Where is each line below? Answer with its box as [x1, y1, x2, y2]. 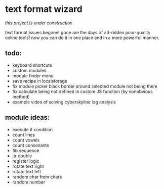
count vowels [12, 137, 40, 143]
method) [12, 94, 30, 99]
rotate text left [12, 168, 41, 174]
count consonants [12, 142, 49, 148]
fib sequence [12, 147, 40, 153]
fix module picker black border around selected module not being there [12, 83, 158, 89]
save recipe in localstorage [12, 78, 68, 84]
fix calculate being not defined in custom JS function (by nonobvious [12, 88, 153, 94]
